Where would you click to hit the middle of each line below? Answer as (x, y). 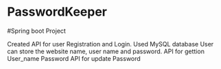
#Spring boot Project (37, 31)
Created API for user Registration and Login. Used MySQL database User (110, 44)
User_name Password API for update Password (74, 58)
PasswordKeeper (57, 12)
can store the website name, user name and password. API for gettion (106, 51)
